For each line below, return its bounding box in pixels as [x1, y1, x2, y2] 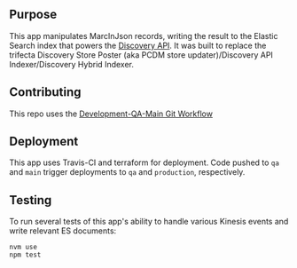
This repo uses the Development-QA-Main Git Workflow [9, 108, 213, 119]
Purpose [9, 7, 58, 22]
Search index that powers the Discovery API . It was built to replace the [9, 40, 267, 51]
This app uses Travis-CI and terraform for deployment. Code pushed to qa [9, 157, 279, 168]
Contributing [9, 84, 82, 100]
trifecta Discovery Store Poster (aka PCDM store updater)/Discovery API [9, 49, 273, 60]
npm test [9, 250, 42, 260]
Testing [9, 193, 52, 208]
